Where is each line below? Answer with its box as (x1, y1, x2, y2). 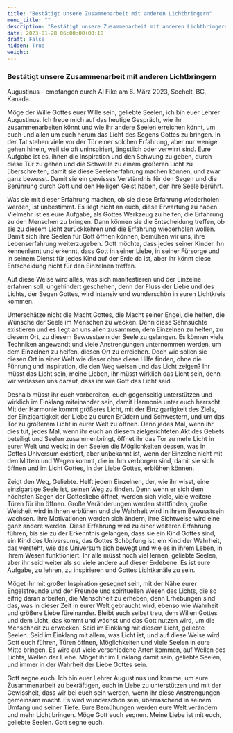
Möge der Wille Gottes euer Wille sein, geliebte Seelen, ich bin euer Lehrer (7, 108, 221, 117)
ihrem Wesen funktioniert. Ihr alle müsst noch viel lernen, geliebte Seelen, (7, 551, 218, 560)
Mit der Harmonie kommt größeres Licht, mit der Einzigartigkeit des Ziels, (7, 405, 216, 413)
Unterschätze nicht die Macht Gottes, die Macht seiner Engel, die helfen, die (7, 311, 225, 319)
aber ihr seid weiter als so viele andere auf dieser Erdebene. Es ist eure (7, 559, 211, 567)
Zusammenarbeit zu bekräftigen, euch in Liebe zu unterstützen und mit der (7, 681, 222, 690)
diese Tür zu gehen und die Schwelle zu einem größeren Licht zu (7, 160, 193, 169)
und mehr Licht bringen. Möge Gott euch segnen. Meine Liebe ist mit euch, (7, 711, 222, 719)
